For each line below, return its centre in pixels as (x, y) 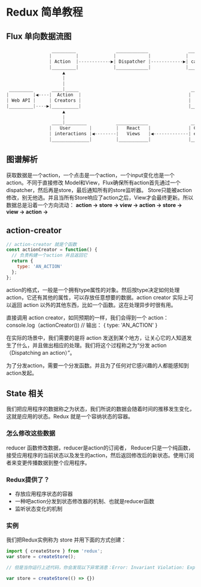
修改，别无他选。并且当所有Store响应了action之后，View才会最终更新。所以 (100, 197)
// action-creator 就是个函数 (42, 244)
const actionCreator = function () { (52, 250)
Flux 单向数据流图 (39, 36)
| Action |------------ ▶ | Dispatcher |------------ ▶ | (118, 61)
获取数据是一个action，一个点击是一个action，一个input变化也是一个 (91, 175)
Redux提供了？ (28, 479)
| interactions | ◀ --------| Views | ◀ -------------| (120, 134)
